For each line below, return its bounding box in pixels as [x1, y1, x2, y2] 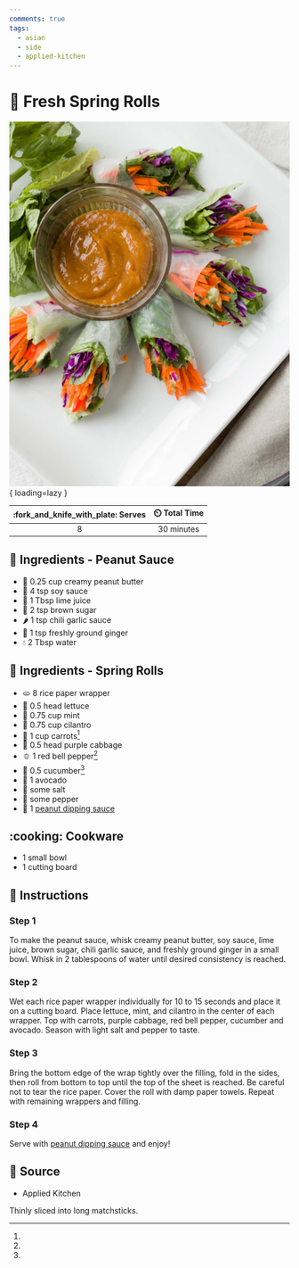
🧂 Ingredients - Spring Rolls [9, 663, 165, 678]
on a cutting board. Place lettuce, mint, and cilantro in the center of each [9, 1006, 275, 1016]
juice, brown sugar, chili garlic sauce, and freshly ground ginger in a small [9, 944, 279, 955]
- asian [17, 33, 46, 42]
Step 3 [9, 1047, 38, 1059]
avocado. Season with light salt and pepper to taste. [9, 1024, 200, 1035]
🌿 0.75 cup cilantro [21, 719, 92, 730]
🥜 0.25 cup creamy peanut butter [21, 576, 144, 586]
